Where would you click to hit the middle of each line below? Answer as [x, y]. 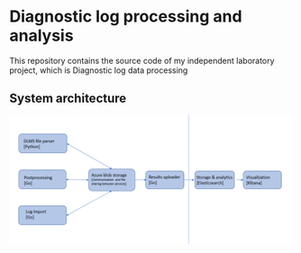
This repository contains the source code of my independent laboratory [142, 60]
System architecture [68, 99]
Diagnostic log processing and [126, 17]
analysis [41, 36]
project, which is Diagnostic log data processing [99, 70]
